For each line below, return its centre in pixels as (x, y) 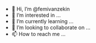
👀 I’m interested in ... (36, 15)
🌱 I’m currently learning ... (42, 21)
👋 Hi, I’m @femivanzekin (41, 9)
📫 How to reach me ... (38, 34)
